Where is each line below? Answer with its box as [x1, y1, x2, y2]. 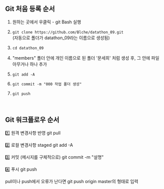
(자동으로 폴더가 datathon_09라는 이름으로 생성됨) [12, 34, 110, 41]
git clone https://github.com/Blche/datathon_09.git [12, 29, 124, 35]
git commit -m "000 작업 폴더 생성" [12, 82, 82, 87]
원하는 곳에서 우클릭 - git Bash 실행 [12, 19, 81, 25]
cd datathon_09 [12, 45, 44, 51]
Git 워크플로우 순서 [5, 116, 59, 124]
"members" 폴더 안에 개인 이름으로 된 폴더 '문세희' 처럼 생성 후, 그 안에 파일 [12, 55, 160, 61]
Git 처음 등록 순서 [5, 4, 55, 13]
